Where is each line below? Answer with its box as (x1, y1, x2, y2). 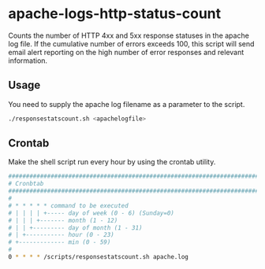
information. (8, 56, 48, 65)
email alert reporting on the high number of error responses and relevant (8, 47, 244, 57)
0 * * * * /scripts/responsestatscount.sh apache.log (8, 253, 189, 261)
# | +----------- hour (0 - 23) (8, 231, 114, 239)
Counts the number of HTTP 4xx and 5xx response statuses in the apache (8, 31, 250, 40)
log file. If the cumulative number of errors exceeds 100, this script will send (8, 39, 255, 48)
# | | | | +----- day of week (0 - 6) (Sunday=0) (8, 209, 175, 217)
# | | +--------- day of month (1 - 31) (8, 223, 144, 232)
